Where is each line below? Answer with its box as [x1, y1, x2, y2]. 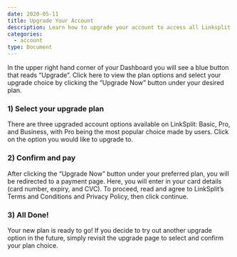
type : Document [7, 44, 53, 51]
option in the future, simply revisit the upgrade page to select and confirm [7, 233, 224, 242]
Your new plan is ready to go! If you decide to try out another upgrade [7, 226, 212, 234]
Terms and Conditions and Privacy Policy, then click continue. [7, 192, 189, 201]
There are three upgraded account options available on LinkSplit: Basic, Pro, [7, 120, 231, 128]
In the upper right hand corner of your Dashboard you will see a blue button [7, 64, 229, 71]
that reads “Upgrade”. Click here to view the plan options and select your [7, 71, 221, 79]
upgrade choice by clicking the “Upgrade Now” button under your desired [7, 79, 224, 86]
